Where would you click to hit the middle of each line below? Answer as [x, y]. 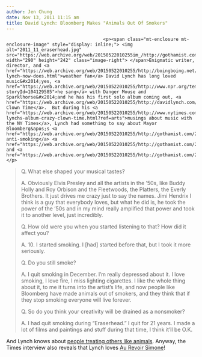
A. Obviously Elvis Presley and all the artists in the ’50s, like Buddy [103, 183]
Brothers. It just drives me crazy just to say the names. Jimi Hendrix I [106, 196]
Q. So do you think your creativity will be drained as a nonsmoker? [103, 312]
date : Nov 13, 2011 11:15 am [43, 17]
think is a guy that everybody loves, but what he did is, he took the [103, 203]
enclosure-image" [28, 45]
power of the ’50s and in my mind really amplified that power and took [108, 209]
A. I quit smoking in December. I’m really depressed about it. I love [103, 275]
